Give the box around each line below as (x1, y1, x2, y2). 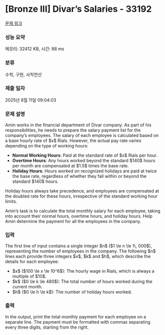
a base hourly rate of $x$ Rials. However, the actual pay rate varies (5, 138, 141, 143)
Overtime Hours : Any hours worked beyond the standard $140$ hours (12, 158, 156, 164)
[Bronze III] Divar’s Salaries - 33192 (5, 3, 152, 15)
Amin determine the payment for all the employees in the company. (5, 219, 141, 224)
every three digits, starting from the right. (5, 324, 89, 330)
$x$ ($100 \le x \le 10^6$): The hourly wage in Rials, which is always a (12, 268, 155, 274)
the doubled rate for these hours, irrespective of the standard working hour (5, 193, 158, 199)
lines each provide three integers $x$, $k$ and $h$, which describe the (5, 253, 151, 259)
